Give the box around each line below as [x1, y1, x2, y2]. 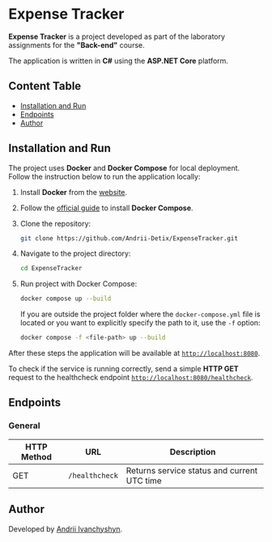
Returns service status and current [125, 464, 258, 476]
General [8, 420, 40, 431]
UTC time [125, 475, 162, 486]
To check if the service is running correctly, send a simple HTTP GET [8, 364, 239, 374]
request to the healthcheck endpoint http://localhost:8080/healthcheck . [8, 373, 253, 383]
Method [21, 451, 53, 462]
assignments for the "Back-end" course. [8, 40, 145, 49]
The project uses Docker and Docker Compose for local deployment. [8, 163, 240, 172]
